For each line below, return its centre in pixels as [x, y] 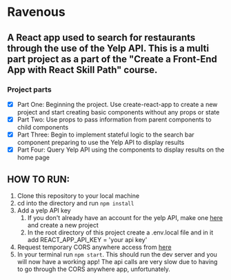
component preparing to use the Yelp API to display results [101, 143]
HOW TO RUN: [39, 179]
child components [43, 127]
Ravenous [36, 12]
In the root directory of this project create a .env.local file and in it [120, 232]
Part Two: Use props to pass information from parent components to [114, 119]
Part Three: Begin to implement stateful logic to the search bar [106, 134]
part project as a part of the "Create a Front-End [112, 59]
